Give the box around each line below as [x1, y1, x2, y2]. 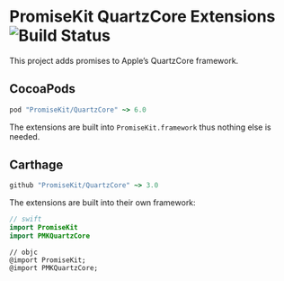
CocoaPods [9, 81, 76, 96]
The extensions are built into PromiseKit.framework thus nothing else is [9, 122, 271, 132]
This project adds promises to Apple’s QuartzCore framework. [9, 55, 239, 66]
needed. [9, 131, 40, 141]
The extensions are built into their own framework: [9, 197, 196, 208]
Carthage [9, 158, 64, 173]
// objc [9, 248, 39, 257]
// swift [9, 214, 42, 224]
